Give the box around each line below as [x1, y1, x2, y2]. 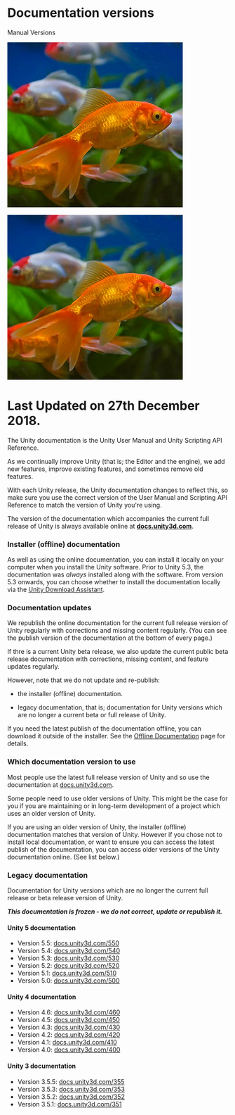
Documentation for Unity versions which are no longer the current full [7, 886, 208, 895]
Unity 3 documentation [7, 1062, 76, 1071]
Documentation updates [7, 603, 92, 613]
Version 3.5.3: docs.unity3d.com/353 [17, 1085, 125, 1093]
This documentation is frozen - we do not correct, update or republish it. [7, 907, 223, 916]
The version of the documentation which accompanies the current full [7, 514, 209, 522]
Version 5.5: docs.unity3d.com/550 [17, 939, 120, 947]
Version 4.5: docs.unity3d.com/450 [17, 1016, 121, 1024]
